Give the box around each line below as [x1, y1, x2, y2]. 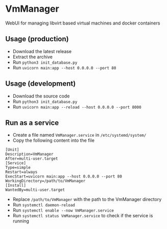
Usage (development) [5, 80, 76, 88]
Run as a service [5, 118, 59, 127]
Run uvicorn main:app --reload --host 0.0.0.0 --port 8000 [12, 104, 141, 110]
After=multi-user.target [5, 156, 58, 161]
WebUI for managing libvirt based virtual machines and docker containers [5, 20, 160, 26]
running [12, 218, 30, 224]
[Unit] [5, 147, 19, 152]
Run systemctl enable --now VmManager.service [12, 207, 114, 213]
